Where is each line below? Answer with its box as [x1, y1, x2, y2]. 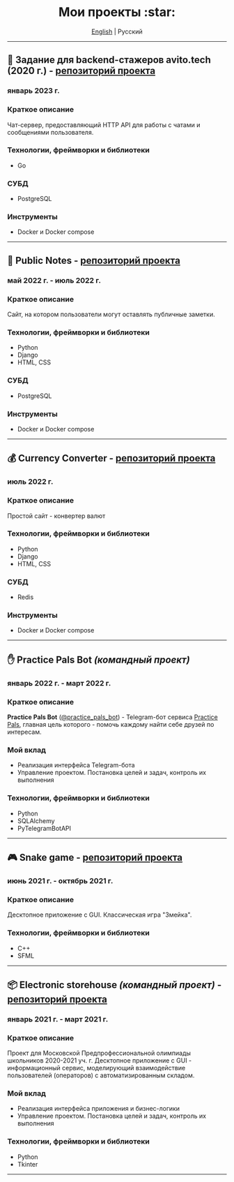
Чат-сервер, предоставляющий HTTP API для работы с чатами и [7, 120, 201, 129]
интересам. [7, 727, 42, 737]
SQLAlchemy [17, 816, 55, 825]
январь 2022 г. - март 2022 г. [7, 678, 111, 688]
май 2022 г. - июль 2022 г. [7, 275, 101, 285]
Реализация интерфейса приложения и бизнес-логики [17, 1105, 180, 1113]
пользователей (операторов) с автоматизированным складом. [7, 1071, 195, 1079]
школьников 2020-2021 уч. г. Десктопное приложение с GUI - [7, 1056, 192, 1065]
